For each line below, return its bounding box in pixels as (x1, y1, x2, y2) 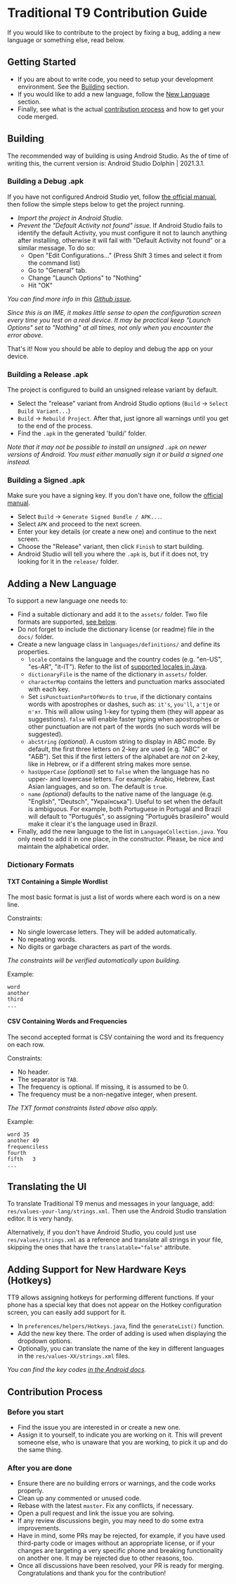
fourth (7, 1149, 27, 1156)
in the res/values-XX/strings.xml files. (17, 1351, 130, 1361)
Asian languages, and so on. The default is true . (27, 782, 168, 791)
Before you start (7, 1407, 64, 1417)
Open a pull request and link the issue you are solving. (17, 1509, 175, 1518)
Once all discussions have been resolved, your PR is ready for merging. (17, 1561, 225, 1570)
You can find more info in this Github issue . (7, 295, 132, 303)
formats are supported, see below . (17, 618, 117, 626)
